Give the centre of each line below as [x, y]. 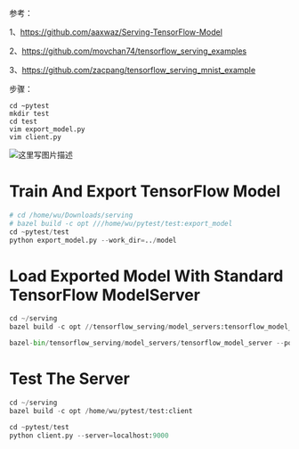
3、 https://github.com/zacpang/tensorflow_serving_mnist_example [133, 70]
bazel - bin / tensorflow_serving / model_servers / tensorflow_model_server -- [147, 343]
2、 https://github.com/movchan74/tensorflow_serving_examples [128, 51]
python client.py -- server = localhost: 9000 [89, 436]
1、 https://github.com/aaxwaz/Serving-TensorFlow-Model [116, 32]
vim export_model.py [48, 129]
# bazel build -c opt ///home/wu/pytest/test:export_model [121, 223]
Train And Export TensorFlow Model [145, 191]
